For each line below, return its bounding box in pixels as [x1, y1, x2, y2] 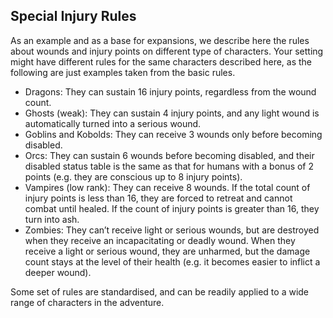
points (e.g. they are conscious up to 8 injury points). [24, 170, 243, 183]
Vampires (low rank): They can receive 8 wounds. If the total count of [24, 181, 311, 193]
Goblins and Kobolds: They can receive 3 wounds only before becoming [24, 128, 323, 140]
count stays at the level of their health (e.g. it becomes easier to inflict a [24, 255, 321, 268]
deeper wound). [24, 266, 92, 278]
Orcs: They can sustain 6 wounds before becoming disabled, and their [24, 149, 315, 161]
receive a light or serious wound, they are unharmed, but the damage [24, 245, 311, 257]
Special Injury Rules [10, 8, 137, 25]
